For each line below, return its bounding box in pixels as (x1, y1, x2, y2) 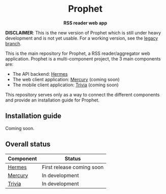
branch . (5, 40, 22, 46)
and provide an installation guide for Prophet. (5, 97, 100, 103)
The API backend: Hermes (12, 71, 68, 77)
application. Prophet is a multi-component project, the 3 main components (5, 55, 161, 61)
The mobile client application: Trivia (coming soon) (12, 82, 119, 88)
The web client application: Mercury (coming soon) (12, 76, 120, 82)
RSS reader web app (63, 20, 108, 26)
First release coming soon (42, 164, 104, 171)
